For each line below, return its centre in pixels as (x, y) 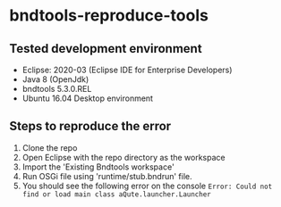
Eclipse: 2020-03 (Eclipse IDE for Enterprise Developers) (127, 70)
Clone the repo (50, 147)
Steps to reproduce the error (90, 126)
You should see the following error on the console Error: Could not (147, 186)
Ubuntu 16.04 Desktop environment (88, 98)
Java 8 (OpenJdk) (55, 79)
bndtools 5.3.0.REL (57, 89)
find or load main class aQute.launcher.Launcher (117, 194)
